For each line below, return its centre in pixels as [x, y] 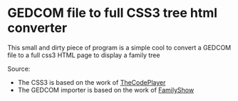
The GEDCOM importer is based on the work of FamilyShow [106, 90]
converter [37, 28]
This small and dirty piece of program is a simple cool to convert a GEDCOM [119, 47]
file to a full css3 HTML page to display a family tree [84, 55]
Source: [19, 69]
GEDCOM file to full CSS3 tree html [113, 13]
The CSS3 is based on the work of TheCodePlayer [92, 82]
